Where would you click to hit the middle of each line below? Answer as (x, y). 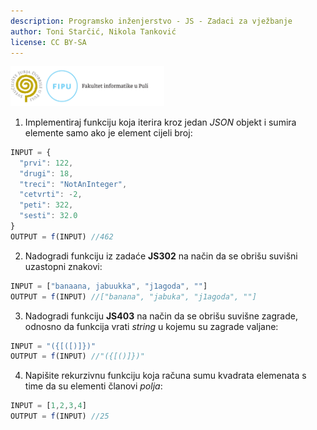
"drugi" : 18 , (46, 173)
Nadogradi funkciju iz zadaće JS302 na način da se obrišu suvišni (161, 256)
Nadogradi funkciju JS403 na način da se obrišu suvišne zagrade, (161, 316)
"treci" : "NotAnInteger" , (73, 184)
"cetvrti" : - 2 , (51, 195)
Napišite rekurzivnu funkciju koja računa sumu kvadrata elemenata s (165, 376)
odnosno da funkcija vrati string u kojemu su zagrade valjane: (151, 326)
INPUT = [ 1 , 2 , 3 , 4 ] (48, 406)
